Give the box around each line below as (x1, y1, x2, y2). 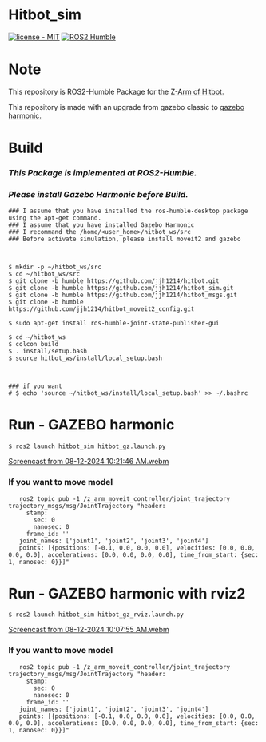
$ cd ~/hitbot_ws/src (8, 270, 81, 278)
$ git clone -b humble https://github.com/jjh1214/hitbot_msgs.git (8, 291, 238, 300)
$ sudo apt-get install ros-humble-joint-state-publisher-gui (8, 319, 220, 328)
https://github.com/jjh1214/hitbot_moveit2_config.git (8, 305, 195, 313)
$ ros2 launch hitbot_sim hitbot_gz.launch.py (8, 442, 166, 450)
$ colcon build (8, 341, 59, 349)
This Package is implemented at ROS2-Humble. (8, 167, 197, 178)
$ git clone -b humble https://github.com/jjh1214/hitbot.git (8, 277, 220, 285)
